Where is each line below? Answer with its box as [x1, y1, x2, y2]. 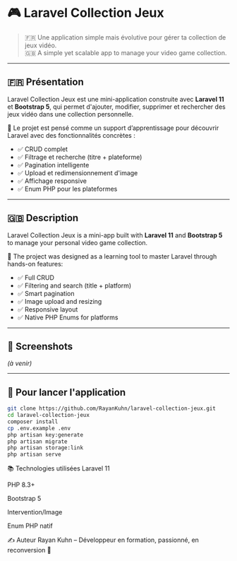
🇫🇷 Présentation [7, 76, 84, 88]
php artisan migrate [7, 438, 68, 445]
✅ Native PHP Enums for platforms [17, 313, 119, 321]
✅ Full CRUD [17, 273, 55, 282]
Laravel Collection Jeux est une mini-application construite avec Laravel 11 [7, 95, 224, 103]
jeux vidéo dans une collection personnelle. [7, 110, 134, 118]
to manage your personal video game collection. [7, 238, 148, 247]
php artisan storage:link [7, 444, 83, 451]
